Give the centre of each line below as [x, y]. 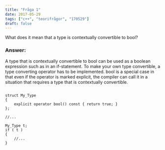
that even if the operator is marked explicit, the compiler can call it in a [76, 76]
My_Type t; [16, 126]
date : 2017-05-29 [23, 14]
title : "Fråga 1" [23, 10]
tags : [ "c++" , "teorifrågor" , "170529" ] [47, 19]
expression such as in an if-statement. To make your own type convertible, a [83, 66]
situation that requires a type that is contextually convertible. [66, 82]
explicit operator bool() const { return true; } [66, 104]
